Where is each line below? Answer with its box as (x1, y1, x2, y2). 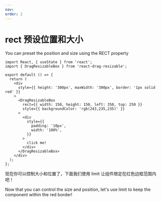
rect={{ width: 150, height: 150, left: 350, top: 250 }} (22, 102, 143, 107)
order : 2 (5, 12, 23, 17)
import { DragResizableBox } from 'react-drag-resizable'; (5, 64, 127, 69)
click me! (26, 140, 47, 146)
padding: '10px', (31, 123, 67, 129)
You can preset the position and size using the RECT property (5, 50, 129, 56)
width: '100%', (31, 128, 62, 133)
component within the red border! (5, 192, 72, 198)
